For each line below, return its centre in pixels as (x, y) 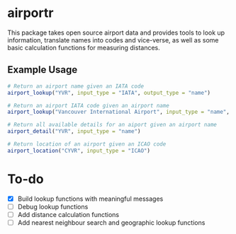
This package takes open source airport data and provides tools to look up (116, 33)
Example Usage (43, 70)
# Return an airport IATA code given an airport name (89, 105)
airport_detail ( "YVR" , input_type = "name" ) (74, 131)
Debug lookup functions (53, 206)
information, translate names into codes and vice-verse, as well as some (113, 40)
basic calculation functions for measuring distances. (84, 47)
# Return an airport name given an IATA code (75, 86)
